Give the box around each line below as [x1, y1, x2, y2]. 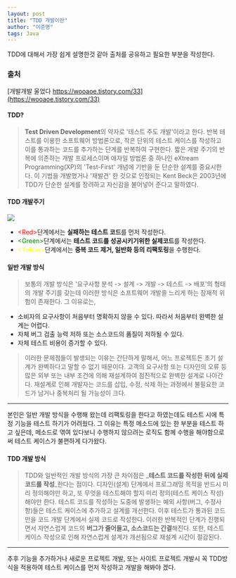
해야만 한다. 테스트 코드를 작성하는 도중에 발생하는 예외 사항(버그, [24, 498, 204, 506]
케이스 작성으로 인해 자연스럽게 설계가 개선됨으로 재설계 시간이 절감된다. [24, 533, 222, 541]
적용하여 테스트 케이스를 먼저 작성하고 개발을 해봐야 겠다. [20, 563, 176, 572]
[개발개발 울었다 [7, 87, 51, 95]
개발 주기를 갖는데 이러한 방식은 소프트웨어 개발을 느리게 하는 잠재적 [32, 289, 218, 297]
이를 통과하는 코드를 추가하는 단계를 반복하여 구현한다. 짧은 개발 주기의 [24, 145, 218, 153]
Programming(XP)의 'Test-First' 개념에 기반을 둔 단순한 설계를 [24, 163, 198, 171]
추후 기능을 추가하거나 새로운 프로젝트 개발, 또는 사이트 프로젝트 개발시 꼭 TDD [7, 554, 223, 563]
